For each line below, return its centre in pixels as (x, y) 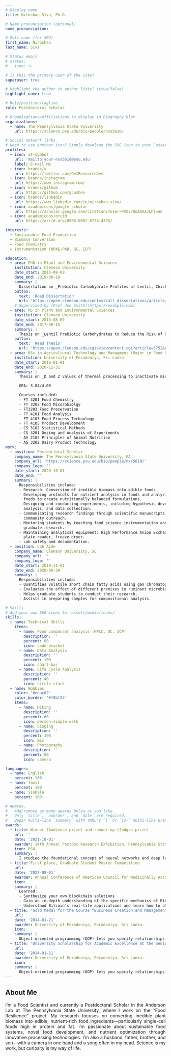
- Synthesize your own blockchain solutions (67, 896)
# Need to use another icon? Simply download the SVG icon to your (78, 145)
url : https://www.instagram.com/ (50, 183)
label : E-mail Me (33, 164)
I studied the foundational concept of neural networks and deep (89, 858)
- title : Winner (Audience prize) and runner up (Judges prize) (79, 830)
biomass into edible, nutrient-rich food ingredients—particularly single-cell (85, 1021)
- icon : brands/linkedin (36, 197)
